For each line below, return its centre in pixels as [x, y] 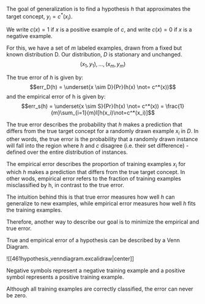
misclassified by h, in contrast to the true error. [65, 185]
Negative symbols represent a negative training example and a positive [96, 270]
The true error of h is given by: [45, 78]
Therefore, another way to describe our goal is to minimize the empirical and [103, 222]
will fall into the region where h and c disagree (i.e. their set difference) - [98, 146]
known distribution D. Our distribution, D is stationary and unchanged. [94, 55]
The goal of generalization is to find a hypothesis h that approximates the [99, 9]
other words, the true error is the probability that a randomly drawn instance [102, 139]
